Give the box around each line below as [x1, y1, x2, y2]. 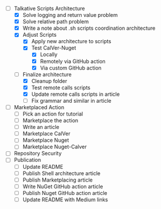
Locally [40, 51, 58, 58]
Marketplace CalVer [22, 130, 71, 137]
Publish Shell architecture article [22, 169, 100, 177]
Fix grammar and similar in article [31, 97, 111, 104]
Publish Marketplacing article [22, 176, 93, 183]
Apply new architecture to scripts [31, 38, 111, 45]
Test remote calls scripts [31, 84, 91, 91]
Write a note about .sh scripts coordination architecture [22, 25, 156, 32]
